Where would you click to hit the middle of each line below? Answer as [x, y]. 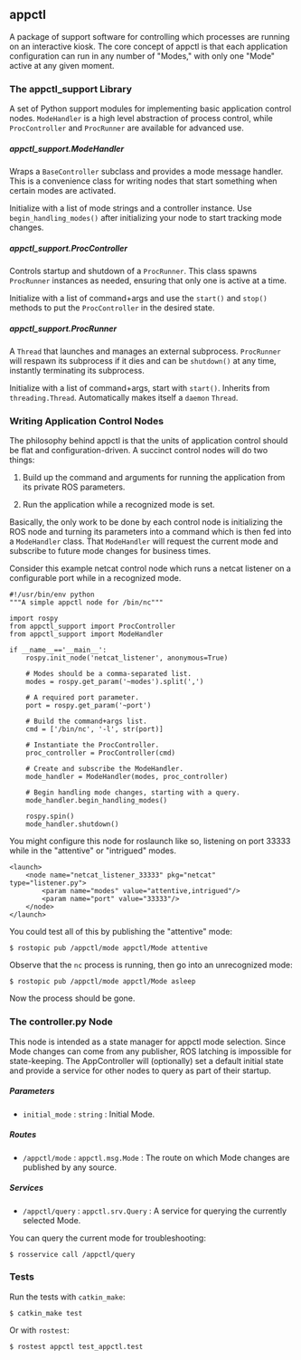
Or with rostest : [39, 1330]
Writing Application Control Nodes [87, 421]
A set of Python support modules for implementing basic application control [150, 109]
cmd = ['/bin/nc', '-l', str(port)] [95, 729]
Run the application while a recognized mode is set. [118, 505]
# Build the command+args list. [86, 722]
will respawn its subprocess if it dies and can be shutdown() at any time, [143, 361]
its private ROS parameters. [74, 487]
